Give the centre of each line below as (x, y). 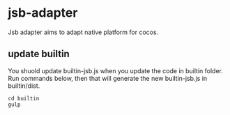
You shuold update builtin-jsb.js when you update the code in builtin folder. (116, 70)
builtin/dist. (24, 86)
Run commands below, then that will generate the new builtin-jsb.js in (108, 78)
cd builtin (24, 98)
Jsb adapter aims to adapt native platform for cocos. (83, 32)
